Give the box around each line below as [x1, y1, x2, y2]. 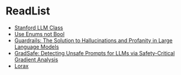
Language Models [14, 43, 59, 50]
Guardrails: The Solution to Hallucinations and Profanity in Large [14, 37, 173, 44]
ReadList [5, 4, 50, 18]
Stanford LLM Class [14, 24, 64, 31]
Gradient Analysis [14, 56, 58, 63]
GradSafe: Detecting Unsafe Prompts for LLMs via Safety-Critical [14, 49, 175, 56]
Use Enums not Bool [14, 30, 65, 37]
